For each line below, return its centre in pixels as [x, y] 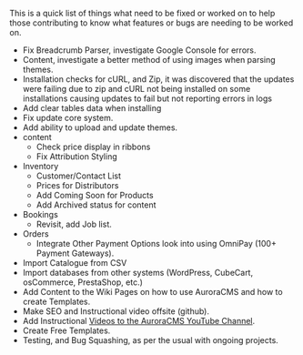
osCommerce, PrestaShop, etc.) [83, 282]
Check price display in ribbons [93, 147]
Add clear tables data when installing [92, 108]
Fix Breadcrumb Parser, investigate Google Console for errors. [139, 50]
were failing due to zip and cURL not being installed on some [136, 89]
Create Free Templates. [66, 330]
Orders [35, 234]
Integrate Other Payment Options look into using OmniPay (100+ [157, 243]
